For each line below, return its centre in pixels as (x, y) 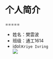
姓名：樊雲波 (25, 34)
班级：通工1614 (28, 41)
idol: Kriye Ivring (30, 46)
